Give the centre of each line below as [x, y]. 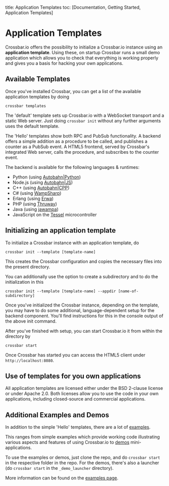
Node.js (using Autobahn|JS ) [43, 182]
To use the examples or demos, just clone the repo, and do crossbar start [83, 458]
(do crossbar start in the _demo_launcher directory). [60, 468]
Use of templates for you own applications [73, 376]
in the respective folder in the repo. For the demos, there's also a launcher [82, 463]
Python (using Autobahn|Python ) [47, 177]
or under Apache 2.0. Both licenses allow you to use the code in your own [82, 393]
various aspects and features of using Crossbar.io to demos [67, 443]
